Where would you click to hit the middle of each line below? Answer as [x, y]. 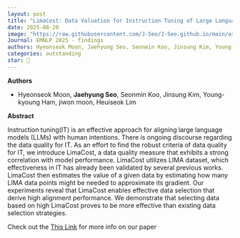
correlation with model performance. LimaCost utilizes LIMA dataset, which [118, 160]
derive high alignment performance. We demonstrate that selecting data [114, 197]
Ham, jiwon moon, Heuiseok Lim [89, 102]
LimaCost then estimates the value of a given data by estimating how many [118, 175]
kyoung [29, 102]
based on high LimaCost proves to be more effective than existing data [112, 205]
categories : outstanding [44, 54]
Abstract [21, 115]
